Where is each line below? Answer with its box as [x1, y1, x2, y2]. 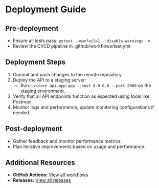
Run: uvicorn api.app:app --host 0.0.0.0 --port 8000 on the [20, 82, 151, 88]
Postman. [12, 98, 33, 105]
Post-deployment [5, 124, 62, 133]
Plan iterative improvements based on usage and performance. [12, 143, 146, 150]
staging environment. [20, 88, 65, 94]
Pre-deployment [5, 24, 59, 33]
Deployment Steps [5, 58, 65, 67]
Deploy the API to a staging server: [12, 77, 86, 83]
